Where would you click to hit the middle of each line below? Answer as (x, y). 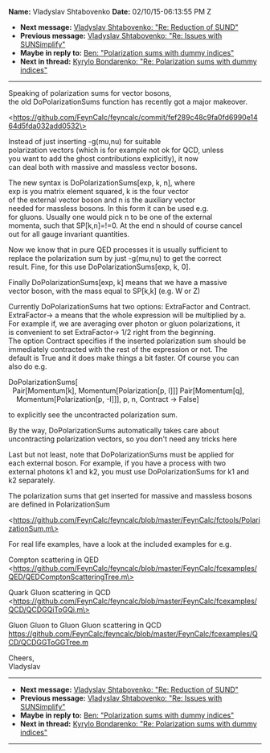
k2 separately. (32, 480)
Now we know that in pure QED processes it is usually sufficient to (118, 250)
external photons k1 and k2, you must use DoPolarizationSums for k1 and (129, 472)
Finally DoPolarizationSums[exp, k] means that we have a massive (118, 282)
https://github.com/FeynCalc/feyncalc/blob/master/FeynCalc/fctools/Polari (137, 520)
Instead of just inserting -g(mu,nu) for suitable (85, 141)
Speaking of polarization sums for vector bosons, (90, 93)
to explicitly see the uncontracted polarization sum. (93, 415)
